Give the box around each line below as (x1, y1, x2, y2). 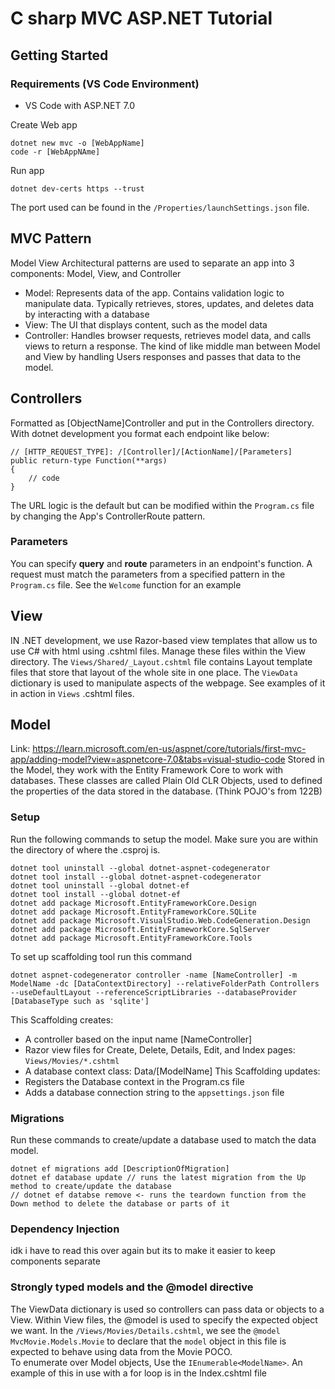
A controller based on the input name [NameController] (24, 1033, 253, 1045)
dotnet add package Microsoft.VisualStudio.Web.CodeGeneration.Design (10, 915, 311, 926)
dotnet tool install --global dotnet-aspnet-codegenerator (10, 872, 262, 882)
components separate (10, 1255, 101, 1267)
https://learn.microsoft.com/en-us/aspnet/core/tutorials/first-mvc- (32, 743, 307, 755)
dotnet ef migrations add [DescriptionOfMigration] (10, 1164, 230, 1174)
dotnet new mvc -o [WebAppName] (10, 138, 145, 148)
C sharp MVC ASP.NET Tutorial (10, 7, 273, 30)
